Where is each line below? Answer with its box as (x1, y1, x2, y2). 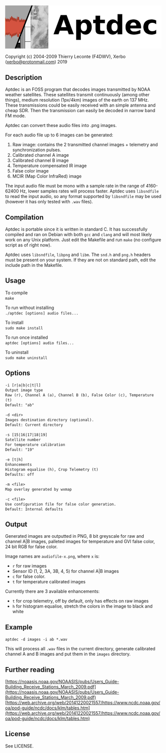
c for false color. (12, 573, 46, 579)
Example (5, 623, 33, 631)
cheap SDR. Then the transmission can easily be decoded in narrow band (5, 108, 156, 114)
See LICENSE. (5, 743, 34, 749)
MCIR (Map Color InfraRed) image (12, 173, 82, 179)
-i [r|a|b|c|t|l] (5, 382, 41, 387)
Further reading (5, 665, 55, 674)
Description (5, 73, 42, 82)
